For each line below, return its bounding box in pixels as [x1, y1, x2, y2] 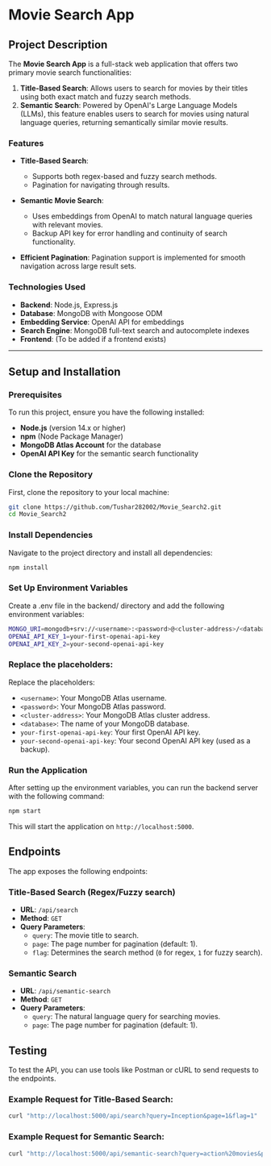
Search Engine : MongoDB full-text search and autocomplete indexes [19, 325, 250, 335]
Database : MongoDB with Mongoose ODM [19, 308, 163, 318]
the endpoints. [8, 1074, 56, 1084]
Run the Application [8, 764, 88, 776]
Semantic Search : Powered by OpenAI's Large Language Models [19, 101, 238, 110]
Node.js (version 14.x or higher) [19, 423, 127, 433]
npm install [8, 563, 48, 572]
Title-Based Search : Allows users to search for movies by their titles [19, 83, 248, 93]
